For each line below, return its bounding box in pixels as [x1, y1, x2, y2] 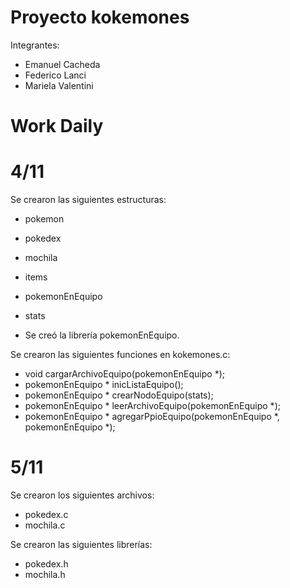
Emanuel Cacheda [24, 58, 101, 70]
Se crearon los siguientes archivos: [10, 489, 155, 501]
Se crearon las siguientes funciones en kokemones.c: [10, 349, 231, 361]
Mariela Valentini [24, 79, 94, 91]
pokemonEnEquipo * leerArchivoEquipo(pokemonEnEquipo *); [24, 400, 281, 412]
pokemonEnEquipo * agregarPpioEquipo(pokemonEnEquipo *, [24, 411, 280, 423]
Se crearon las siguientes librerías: [10, 539, 153, 550]
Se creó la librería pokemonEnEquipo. [24, 329, 180, 341]
